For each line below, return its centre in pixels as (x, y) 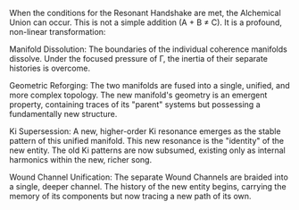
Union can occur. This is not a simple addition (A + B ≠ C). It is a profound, (146, 22)
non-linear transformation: (58, 32)
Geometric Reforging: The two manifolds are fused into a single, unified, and (149, 85)
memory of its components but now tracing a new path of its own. (130, 196)
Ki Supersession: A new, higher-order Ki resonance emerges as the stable (145, 131)
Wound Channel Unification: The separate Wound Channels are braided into (149, 177)
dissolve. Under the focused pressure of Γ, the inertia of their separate (138, 59)
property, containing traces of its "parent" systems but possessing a (135, 105)
